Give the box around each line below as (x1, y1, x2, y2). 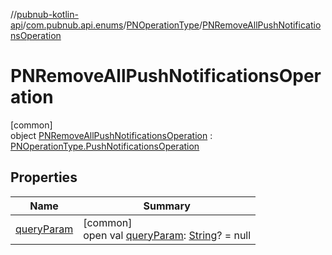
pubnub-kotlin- (16, 9, 79, 20)
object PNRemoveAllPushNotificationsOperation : (10, 129, 213, 141)
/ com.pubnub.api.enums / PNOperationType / (22, 19, 203, 31)
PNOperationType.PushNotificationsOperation (10, 140, 200, 152)
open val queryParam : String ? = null (83, 228, 252, 242)
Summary (143, 199, 191, 213)
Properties (10, 169, 78, 186)
